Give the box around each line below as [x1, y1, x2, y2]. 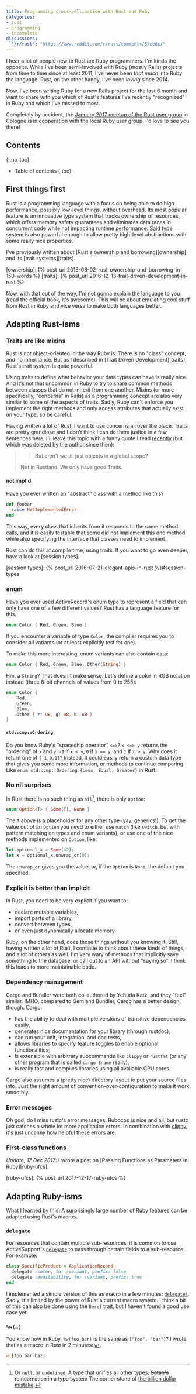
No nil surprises [6, 781, 52, 789]
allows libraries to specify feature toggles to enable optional [14, 1040, 159, 1047]
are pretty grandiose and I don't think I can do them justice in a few [6, 428, 167, 436]
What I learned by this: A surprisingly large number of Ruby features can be [6, 1207, 188, 1214]
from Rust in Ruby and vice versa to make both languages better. [6, 302, 162, 309]
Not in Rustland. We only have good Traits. [20, 463, 123, 471]
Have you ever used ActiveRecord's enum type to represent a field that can [6, 598, 187, 606]
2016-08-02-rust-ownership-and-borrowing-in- [66, 266, 183, 273]
